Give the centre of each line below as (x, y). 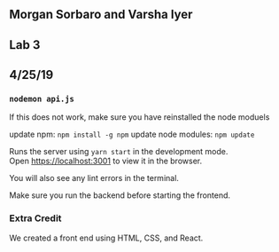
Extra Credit (35, 218)
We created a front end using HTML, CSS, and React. (106, 238)
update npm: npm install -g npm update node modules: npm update (132, 134)
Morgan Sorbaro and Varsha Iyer (101, 15)
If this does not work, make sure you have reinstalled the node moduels (139, 117)
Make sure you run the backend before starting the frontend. (120, 195)
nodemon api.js (42, 99)
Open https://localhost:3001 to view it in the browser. (105, 161)
